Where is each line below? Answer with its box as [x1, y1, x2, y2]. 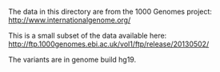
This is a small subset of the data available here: [8, 31, 167, 40]
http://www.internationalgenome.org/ [8, 15, 131, 25]
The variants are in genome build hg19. [8, 55, 137, 64]
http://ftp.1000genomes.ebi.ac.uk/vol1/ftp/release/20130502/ [8, 39, 210, 49]
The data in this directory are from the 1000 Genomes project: [8, 7, 212, 16]
